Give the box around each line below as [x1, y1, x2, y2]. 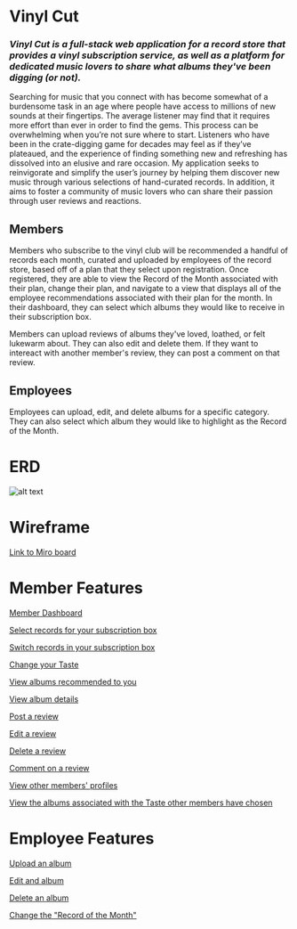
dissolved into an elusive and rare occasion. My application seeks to [9, 158, 260, 168]
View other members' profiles [9, 779, 118, 790]
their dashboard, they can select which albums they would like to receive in [9, 302, 285, 313]
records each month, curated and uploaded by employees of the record [9, 255, 272, 265]
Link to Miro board [9, 546, 76, 558]
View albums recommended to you [9, 676, 137, 687]
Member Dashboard [9, 607, 83, 618]
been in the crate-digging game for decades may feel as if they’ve [9, 139, 252, 150]
